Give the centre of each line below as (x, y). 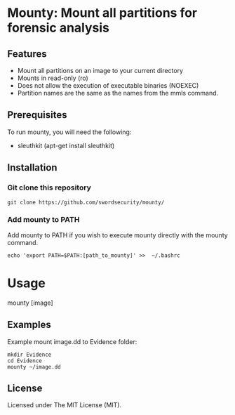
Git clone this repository (49, 187)
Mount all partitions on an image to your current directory (100, 71)
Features (27, 54)
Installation (32, 167)
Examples (29, 325)
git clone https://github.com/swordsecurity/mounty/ (86, 202)
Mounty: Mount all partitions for (102, 13)
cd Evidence (25, 361)
